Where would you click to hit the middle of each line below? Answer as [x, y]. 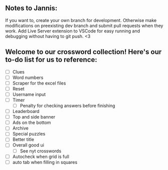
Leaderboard [26, 111]
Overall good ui [28, 145]
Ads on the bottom [32, 122]
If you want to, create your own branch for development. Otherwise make [81, 20]
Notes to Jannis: [31, 8]
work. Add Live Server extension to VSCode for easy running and [73, 31]
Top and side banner [34, 117]
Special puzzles [29, 134]
